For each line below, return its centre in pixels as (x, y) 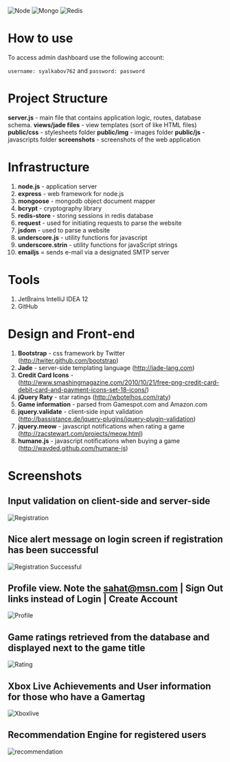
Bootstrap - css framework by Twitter (71, 353)
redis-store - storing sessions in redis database (85, 215)
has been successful (53, 550)
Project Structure (58, 99)
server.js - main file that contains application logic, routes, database (105, 118)
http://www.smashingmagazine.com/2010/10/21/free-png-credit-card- (120, 382)
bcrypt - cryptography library (60, 208)
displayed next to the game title (77, 647)
